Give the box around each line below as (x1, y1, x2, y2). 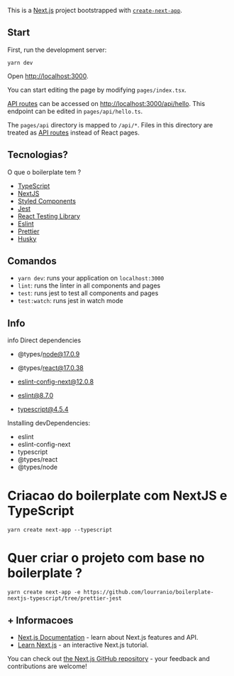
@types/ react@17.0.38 (17, 364, 84, 372)
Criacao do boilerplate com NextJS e (7, 487, 228, 504)
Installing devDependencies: (7, 419, 91, 428)
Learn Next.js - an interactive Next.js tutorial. (17, 640, 149, 649)
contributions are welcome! (7, 662, 87, 670)
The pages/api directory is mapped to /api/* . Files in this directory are (7, 120, 213, 129)
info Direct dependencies (7, 336, 82, 344)
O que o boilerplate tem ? (7, 167, 82, 176)
